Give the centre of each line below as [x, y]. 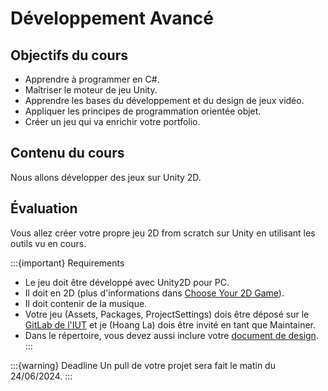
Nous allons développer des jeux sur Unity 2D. [106, 177]
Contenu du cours [67, 153]
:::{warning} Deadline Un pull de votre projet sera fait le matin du [143, 365]
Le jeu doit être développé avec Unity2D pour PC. [127, 282]
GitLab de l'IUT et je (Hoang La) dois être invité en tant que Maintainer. [170, 324]
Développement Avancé [112, 18]
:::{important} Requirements [67, 263]
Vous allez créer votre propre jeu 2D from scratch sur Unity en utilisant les [163, 233]
